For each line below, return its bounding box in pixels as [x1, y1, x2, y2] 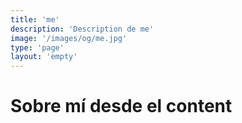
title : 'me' [10, 14, 60, 25]
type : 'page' [10, 42, 65, 53]
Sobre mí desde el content [10, 95, 233, 118]
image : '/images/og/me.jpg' [10, 33, 128, 43]
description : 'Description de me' [10, 24, 155, 34]
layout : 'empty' [10, 52, 78, 62]
